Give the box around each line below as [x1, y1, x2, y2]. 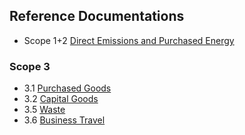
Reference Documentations [9, 8, 185, 25]
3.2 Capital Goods [23, 93, 99, 105]
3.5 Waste [23, 104, 66, 116]
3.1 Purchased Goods [23, 82, 112, 94]
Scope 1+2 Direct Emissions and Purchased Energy [23, 34, 235, 46]
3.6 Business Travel [23, 114, 106, 126]
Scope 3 [9, 59, 51, 73]
